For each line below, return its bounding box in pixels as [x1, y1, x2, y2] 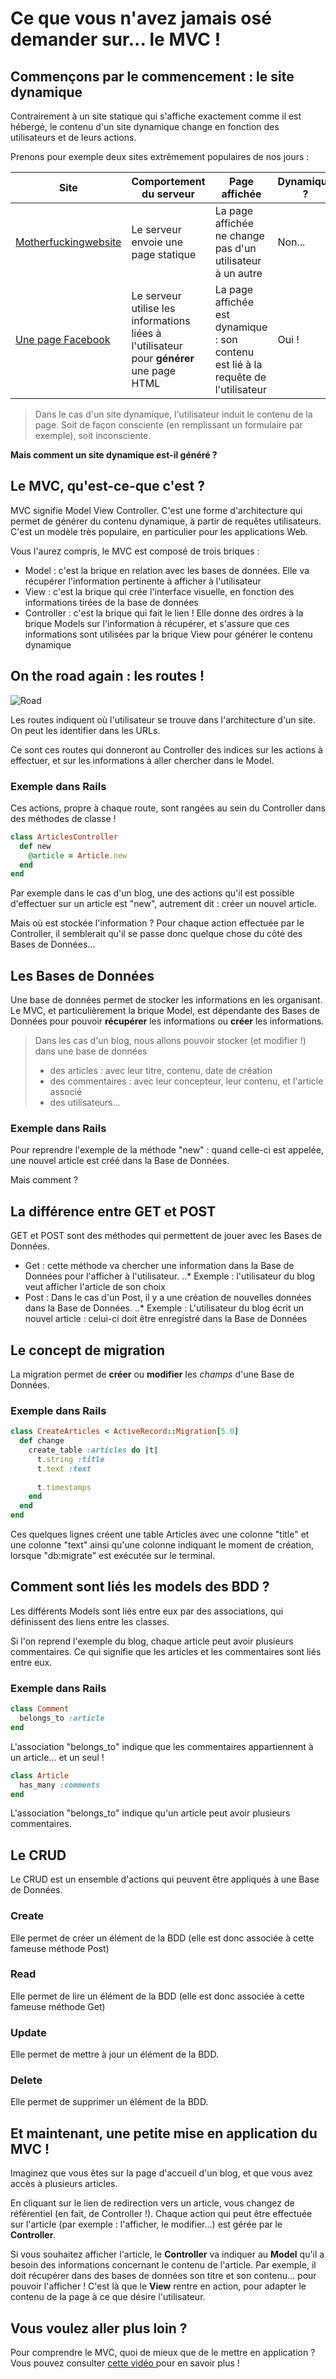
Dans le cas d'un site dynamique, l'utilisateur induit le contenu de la [34, 408, 313, 420]
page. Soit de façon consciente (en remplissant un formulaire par [34, 419, 303, 431]
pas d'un [214, 242, 257, 255]
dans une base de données [34, 1045, 148, 1057]
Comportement [131, 175, 206, 188]
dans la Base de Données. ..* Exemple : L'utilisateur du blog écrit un [24, 1302, 305, 1314]
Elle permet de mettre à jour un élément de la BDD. [10, 2048, 219, 2061]
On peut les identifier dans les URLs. [10, 724, 161, 736]
